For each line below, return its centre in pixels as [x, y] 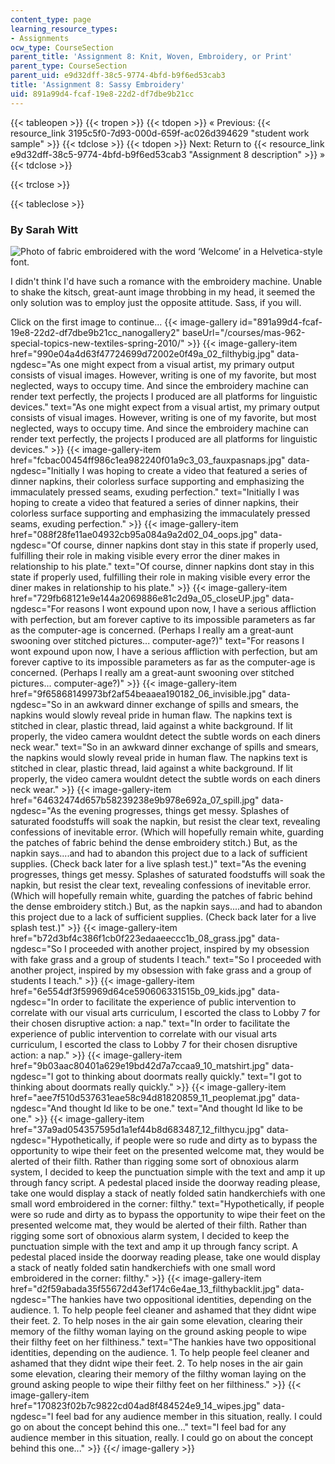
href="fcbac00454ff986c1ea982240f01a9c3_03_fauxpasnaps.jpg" [148, 460]
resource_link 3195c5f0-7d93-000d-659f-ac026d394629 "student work [160, 133]
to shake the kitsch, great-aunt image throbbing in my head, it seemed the [163, 292]
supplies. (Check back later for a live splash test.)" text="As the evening [158, 863]
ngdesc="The [39, 1299]
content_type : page [51, 19]
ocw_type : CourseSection [62, 47]
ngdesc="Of [36, 545]
